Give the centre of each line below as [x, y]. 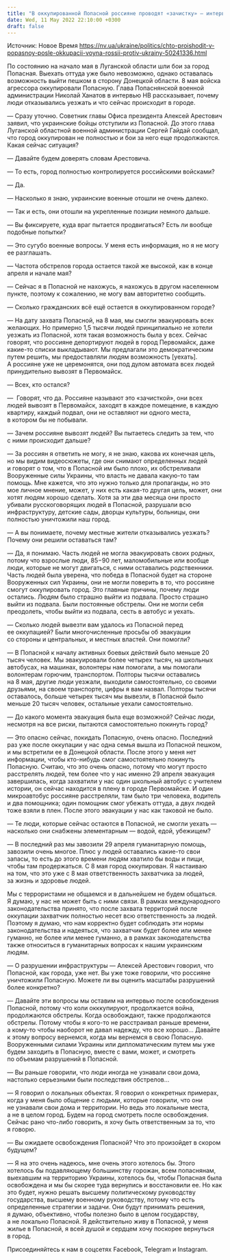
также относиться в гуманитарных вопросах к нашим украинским [105, 945]
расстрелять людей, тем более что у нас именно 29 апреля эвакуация [111, 774]
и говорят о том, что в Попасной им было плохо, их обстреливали [104, 468]
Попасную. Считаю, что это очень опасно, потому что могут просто [107, 767]
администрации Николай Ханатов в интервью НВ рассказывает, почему [113, 95]
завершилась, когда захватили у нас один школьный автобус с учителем [115, 781]
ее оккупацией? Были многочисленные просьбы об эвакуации [99, 632]
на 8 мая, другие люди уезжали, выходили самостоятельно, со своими [112, 682]
